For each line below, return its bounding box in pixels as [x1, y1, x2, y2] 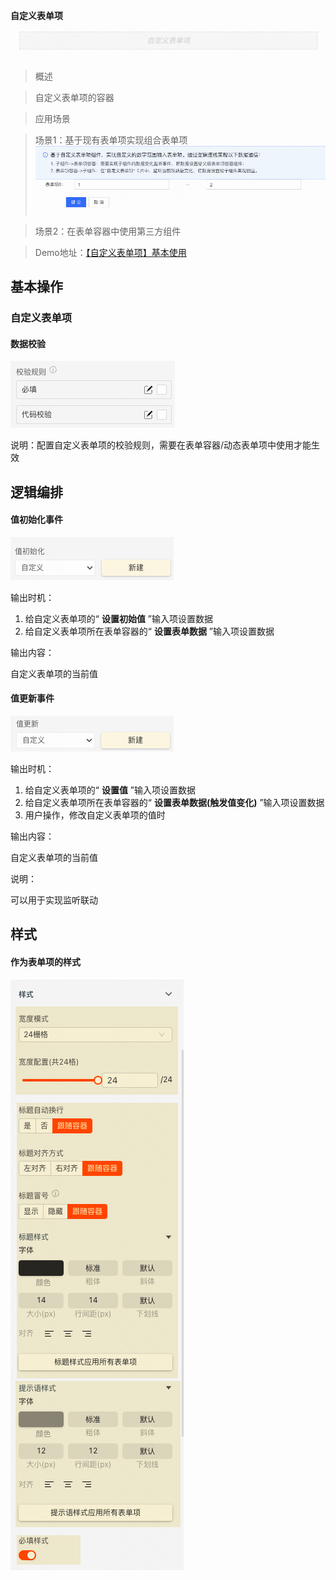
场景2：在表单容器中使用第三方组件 [34, 225, 182, 237]
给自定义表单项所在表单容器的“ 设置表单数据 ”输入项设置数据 [24, 625, 275, 637]
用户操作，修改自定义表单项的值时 [24, 809, 166, 821]
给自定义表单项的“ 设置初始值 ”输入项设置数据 [24, 612, 214, 624]
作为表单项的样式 [10, 955, 81, 968]
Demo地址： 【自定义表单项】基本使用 [34, 246, 187, 258]
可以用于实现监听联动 [10, 894, 98, 906]
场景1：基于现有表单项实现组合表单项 [34, 134, 188, 146]
